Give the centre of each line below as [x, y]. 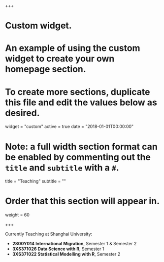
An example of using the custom [73, 48]
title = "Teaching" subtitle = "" [36, 181]
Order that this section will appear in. [82, 201]
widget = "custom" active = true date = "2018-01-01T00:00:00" [69, 127]
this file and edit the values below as [81, 102]
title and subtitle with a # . [62, 167]
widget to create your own [60, 59]
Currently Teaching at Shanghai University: [49, 234]
